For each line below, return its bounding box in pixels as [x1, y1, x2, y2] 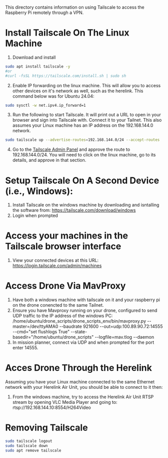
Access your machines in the [5, 230, 128, 242]
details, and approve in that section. [12, 157, 86, 163]
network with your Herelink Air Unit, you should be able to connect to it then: [5, 384, 163, 390]
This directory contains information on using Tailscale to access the [5, 5, 145, 10]
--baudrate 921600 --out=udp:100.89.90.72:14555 [59, 323, 163, 330]
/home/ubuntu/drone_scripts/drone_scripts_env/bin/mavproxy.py [12, 318, 146, 324]
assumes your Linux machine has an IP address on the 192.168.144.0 [12, 122, 153, 128]
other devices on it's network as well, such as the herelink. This [12, 88, 143, 94]
